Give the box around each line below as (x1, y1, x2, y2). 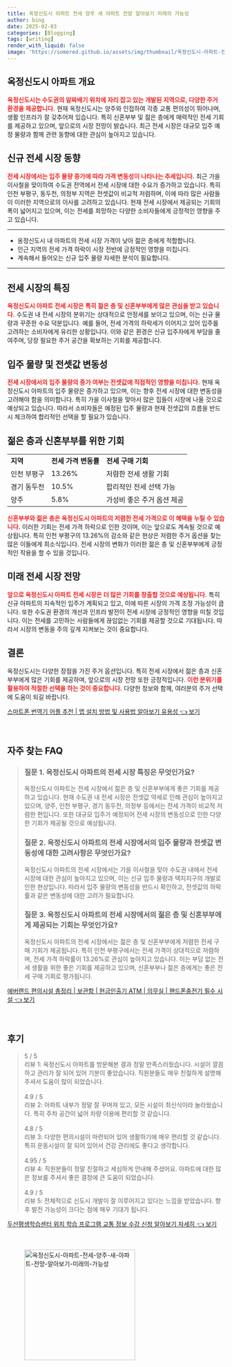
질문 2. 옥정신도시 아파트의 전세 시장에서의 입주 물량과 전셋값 (23, 838, 214, 848)
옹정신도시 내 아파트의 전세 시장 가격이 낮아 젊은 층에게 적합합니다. (17, 236, 196, 245)
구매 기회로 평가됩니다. (31, 972, 93, 980)
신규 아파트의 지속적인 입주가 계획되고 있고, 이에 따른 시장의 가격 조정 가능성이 (7, 599, 217, 607)
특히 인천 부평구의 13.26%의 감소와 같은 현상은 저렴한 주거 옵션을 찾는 (32, 531, 222, 539)
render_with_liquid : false (7, 42, 85, 49)
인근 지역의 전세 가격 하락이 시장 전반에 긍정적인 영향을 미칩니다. (17, 245, 191, 253)
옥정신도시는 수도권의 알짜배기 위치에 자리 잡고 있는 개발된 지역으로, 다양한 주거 (7, 95, 219, 104)
